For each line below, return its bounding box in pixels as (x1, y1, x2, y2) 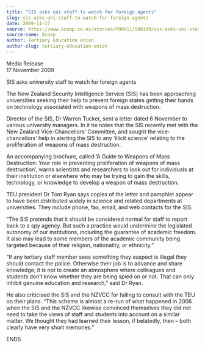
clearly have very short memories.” (6, 324, 95, 331)
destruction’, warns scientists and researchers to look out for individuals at (6, 166, 193, 173)
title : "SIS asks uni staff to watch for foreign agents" (6, 9, 157, 15)
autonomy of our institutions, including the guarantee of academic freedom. (6, 228, 197, 235)
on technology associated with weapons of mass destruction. (6, 103, 161, 110)
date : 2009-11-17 (6, 20, 51, 26)
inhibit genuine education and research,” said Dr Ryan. (6, 279, 143, 286)
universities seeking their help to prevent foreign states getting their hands (6, 96, 194, 104)
